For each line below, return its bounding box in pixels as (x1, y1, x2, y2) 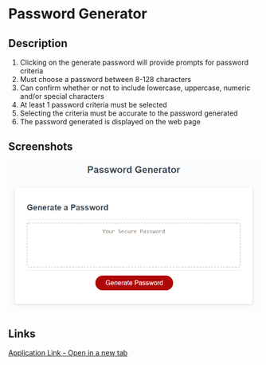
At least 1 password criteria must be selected (19, 100, 167, 109)
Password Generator (8, 5, 147, 23)
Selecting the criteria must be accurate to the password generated (19, 108, 238, 118)
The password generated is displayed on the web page (19, 117, 201, 126)
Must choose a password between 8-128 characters (19, 75, 192, 84)
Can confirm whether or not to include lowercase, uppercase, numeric (19, 83, 251, 92)
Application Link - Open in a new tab (8, 348, 128, 358)
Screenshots (8, 140, 73, 154)
